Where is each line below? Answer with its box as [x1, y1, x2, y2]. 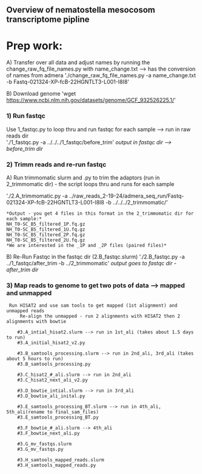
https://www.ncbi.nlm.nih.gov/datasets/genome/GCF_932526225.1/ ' [6, 97, 176, 104]
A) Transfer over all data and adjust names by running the [6, 59, 150, 66]
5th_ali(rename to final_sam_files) [6, 409, 99, 416]
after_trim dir [6, 266, 39, 273]
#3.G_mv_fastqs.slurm [17, 441, 72, 447]
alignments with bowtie [6, 319, 67, 325]
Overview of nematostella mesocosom [6, 5, 156, 15]
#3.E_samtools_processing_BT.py [17, 414, 99, 420]
